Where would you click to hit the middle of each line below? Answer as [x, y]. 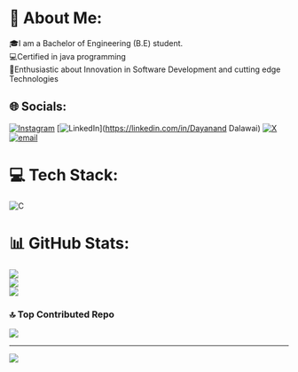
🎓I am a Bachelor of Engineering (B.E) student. [96, 43]
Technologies [34, 78]
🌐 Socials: [38, 107]
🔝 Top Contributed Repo [62, 314]
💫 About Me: [56, 18]
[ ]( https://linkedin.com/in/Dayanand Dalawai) [159, 128]
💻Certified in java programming [68, 56]
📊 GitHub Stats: [70, 243]
